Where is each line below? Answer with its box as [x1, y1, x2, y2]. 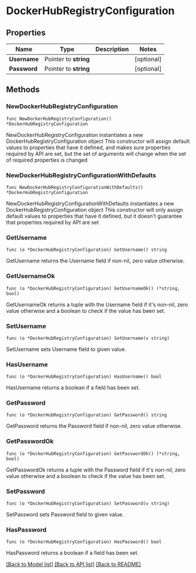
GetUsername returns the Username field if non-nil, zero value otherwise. [6, 257, 185, 264]
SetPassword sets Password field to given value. [6, 511, 124, 518]
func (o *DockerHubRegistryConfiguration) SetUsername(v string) [6, 335, 170, 341]
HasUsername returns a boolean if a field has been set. [6, 384, 140, 391]
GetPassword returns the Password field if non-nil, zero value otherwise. [6, 423, 182, 430]
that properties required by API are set [6, 218, 99, 225]
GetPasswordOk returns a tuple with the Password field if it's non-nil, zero [6, 466, 186, 473]
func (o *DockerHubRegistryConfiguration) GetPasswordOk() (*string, [6, 450, 181, 457]
